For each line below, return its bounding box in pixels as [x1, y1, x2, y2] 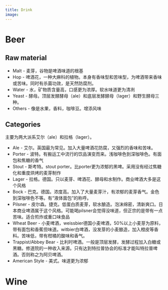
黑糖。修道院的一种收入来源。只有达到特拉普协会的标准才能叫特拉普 [12, 245, 153, 251]
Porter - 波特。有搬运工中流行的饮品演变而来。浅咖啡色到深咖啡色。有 [12, 151, 157, 157]
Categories [5, 120, 41, 129]
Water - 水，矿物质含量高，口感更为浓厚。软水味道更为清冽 [12, 86, 135, 92]
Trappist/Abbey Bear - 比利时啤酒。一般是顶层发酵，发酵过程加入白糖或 [12, 239, 161, 245]
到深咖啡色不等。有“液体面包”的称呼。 [12, 195, 92, 201]
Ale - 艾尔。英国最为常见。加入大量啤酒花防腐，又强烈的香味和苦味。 [12, 145, 156, 151]
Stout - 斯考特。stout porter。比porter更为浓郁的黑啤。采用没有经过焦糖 [12, 164, 162, 170]
